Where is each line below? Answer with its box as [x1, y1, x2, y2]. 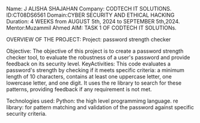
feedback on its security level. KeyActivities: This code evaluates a [6, 60, 171, 67]
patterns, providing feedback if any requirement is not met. [6, 86, 152, 92]
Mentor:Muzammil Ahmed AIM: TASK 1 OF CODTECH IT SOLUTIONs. [6, 24, 177, 31]
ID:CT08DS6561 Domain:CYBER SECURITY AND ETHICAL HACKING [6, 11, 175, 19]
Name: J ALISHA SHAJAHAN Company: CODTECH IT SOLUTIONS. [6, 5, 172, 12]
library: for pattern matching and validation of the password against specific [6, 104, 194, 110]
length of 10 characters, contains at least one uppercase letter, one [6, 73, 172, 80]
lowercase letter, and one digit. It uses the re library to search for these [6, 79, 182, 86]
